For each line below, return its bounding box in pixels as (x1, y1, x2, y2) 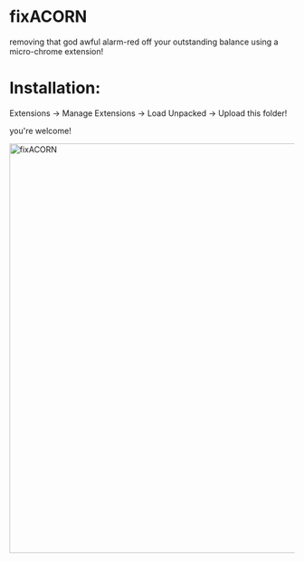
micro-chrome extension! (9, 45, 104, 56)
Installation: (9, 78, 101, 99)
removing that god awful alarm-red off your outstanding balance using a (9, 36, 279, 47)
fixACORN (9, 6, 88, 27)
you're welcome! (9, 125, 72, 136)
